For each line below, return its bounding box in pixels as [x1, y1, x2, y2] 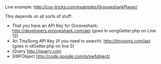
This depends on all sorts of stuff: [5, 13, 73, 19]
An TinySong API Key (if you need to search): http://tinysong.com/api [12, 38, 150, 44]
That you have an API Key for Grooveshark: [12, 23, 98, 28]
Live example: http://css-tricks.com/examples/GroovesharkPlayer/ [5, 4, 138, 10]
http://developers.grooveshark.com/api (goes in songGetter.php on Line [12, 28, 156, 33]
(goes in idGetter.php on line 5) [12, 43, 74, 49]
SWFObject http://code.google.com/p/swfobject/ [12, 53, 111, 59]
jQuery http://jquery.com [12, 48, 62, 54]
